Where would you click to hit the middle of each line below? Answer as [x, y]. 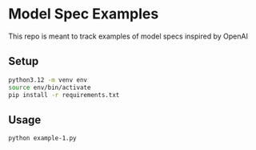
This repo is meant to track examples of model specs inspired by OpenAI [128, 36]
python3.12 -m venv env [48, 80]
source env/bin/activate [50, 87]
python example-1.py [43, 138]
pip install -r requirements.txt [64, 95]
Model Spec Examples [84, 14]
